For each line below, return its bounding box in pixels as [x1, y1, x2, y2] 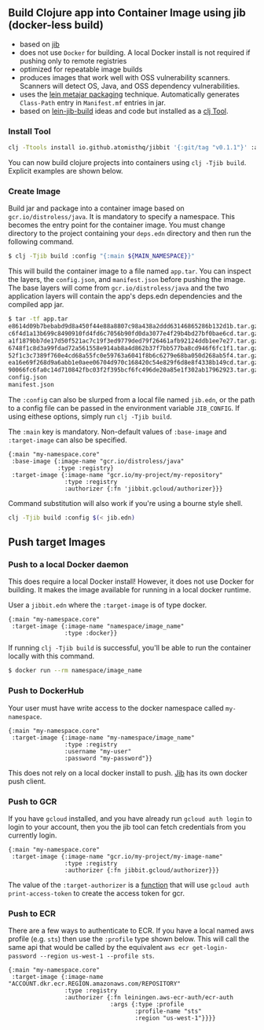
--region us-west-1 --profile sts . [39, 951, 155, 961]
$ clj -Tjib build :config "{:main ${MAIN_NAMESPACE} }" [8, 252, 195, 260]
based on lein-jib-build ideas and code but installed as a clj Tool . [19, 106, 229, 115]
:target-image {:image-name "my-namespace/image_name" [11, 734, 195, 742]
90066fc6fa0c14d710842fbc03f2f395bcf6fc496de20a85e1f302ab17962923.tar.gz [8, 366, 258, 374]
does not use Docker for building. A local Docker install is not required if [19, 47, 251, 57]
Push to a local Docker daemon [8, 559, 129, 570]
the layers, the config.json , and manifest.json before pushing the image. [8, 275, 246, 284]
